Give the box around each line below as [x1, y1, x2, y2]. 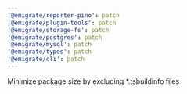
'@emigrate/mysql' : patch [7, 41, 92, 49]
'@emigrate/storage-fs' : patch [7, 26, 110, 34]
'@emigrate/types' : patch [7, 48, 92, 56]
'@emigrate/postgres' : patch [7, 33, 102, 42]
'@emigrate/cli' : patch [7, 56, 85, 63]
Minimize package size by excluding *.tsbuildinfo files [7, 76, 180, 86]
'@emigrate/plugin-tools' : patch [7, 19, 117, 27]
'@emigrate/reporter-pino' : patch [7, 11, 120, 20]
